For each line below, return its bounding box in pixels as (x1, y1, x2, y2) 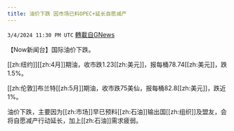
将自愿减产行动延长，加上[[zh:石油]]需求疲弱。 (7, 116, 143, 125)
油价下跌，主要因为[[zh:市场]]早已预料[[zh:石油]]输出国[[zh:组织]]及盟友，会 (7, 107, 227, 116)
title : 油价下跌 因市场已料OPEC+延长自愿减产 (7, 10, 127, 18)
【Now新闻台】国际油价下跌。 (7, 45, 95, 53)
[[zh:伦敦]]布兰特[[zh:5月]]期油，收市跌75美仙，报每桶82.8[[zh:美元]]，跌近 (7, 83, 226, 92)
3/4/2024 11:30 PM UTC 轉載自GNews (7, 30, 115, 39)
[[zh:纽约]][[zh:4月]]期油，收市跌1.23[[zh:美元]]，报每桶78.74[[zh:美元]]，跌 (7, 60, 227, 69)
